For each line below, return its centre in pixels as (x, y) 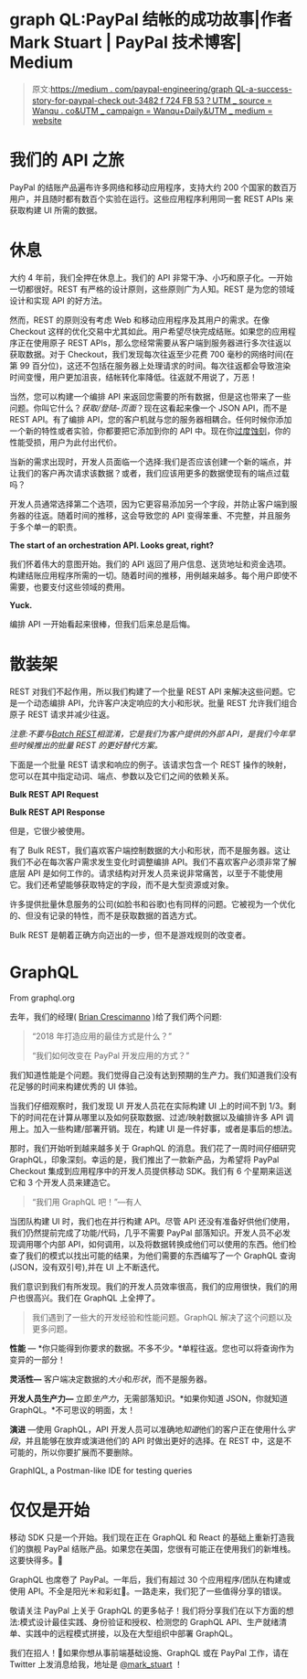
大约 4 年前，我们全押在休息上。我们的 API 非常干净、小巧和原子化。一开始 (151, 277)
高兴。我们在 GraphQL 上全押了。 (96, 1298)
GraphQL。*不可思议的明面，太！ (73, 1409)
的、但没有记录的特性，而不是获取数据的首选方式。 (106, 915)
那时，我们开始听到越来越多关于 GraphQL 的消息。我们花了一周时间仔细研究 (153, 1148)
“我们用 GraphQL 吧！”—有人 (87, 1202)
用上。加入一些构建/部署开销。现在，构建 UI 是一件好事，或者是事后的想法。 (153, 1128)
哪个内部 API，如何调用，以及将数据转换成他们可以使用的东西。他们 (161, 1244)
